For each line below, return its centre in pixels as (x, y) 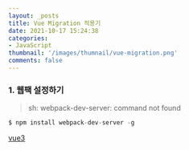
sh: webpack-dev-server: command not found (104, 108)
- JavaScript (30, 46)
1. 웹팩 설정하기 (36, 90)
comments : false (35, 61)
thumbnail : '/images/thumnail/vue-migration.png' (93, 53)
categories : (28, 38)
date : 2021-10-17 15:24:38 (53, 30)
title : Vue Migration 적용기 (55, 23)
